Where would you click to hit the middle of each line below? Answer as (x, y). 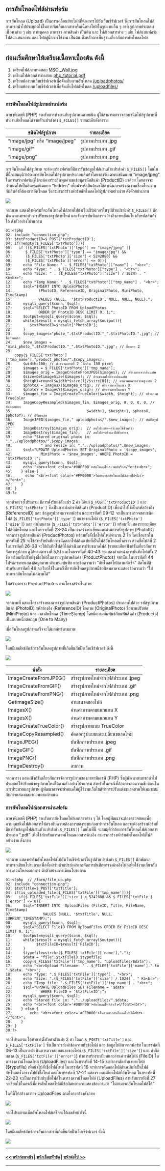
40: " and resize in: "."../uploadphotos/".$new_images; (78, 445)
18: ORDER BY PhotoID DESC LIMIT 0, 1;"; (60, 312)
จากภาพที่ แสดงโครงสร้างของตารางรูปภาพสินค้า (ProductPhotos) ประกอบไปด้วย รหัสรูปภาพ (82, 602)
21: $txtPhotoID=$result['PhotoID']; (52, 325)
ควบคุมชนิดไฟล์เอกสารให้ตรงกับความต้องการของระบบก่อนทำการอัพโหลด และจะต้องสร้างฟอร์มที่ (82, 824)
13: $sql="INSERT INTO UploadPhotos (47, 286)
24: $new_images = (29, 342)
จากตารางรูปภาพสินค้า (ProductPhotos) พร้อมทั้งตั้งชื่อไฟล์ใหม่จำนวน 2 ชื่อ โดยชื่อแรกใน (80, 535)
